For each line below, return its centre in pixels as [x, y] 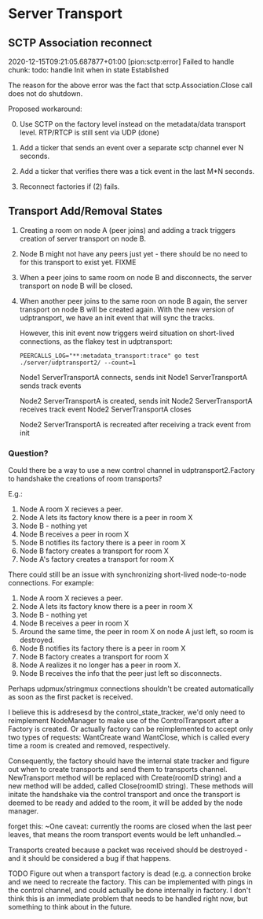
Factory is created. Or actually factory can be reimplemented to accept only [131, 729]
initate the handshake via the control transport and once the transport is [124, 795]
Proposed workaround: [45, 109]
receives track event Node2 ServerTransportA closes [105, 409]
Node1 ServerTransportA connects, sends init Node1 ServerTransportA [133, 377]
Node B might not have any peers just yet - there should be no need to [133, 253]
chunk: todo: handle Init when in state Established [88, 70]
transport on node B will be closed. [76, 286]
